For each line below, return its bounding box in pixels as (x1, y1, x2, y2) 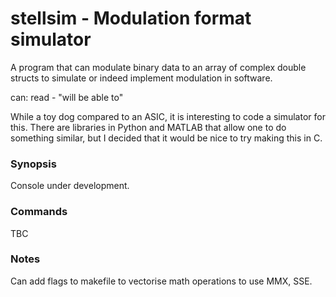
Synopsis (10, 157, 57, 171)
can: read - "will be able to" (10, 91, 124, 103)
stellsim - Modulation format (10, 7, 252, 30)
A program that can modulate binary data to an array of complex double (10, 61, 307, 73)
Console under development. (10, 180, 130, 192)
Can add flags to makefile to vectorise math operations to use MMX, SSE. (10, 275, 313, 287)
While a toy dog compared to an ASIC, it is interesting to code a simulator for (10, 110, 326, 122)
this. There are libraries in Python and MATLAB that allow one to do (10, 121, 287, 133)
